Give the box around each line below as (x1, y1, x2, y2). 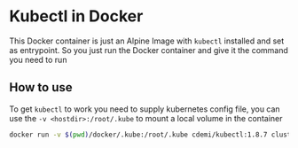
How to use (9, 80, 73, 95)
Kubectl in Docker (9, 6, 144, 27)
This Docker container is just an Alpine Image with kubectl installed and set (9, 35, 285, 46)
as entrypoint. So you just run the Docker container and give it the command (9, 44, 288, 55)
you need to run (9, 54, 67, 65)
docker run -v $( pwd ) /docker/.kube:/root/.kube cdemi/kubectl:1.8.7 (9, 130, 268, 139)
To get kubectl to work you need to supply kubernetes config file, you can (9, 104, 281, 114)
